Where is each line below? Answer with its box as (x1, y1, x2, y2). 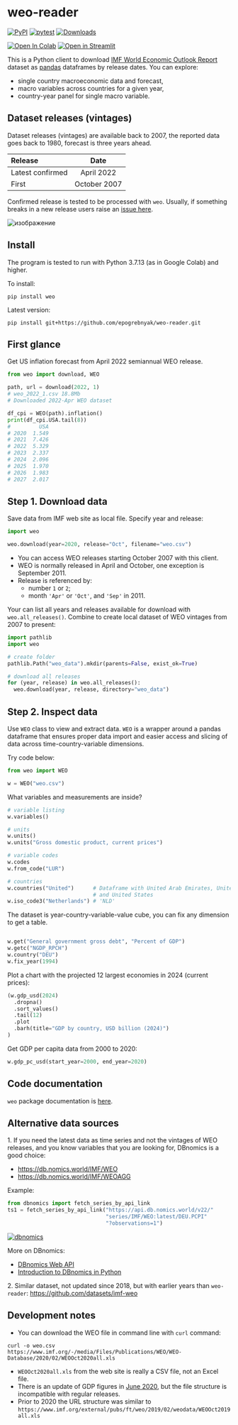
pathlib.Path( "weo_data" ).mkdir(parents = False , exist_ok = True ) (7, 660, 198, 667)
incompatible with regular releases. (17, 1389, 120, 1398)
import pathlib (7, 634, 52, 641)
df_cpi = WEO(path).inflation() (7, 410, 103, 417)
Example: (7, 1186, 35, 1195)
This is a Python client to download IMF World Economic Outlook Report (7, 55, 218, 64)
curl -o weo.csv (7, 1342, 55, 1349)
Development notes (7, 1309, 96, 1321)
